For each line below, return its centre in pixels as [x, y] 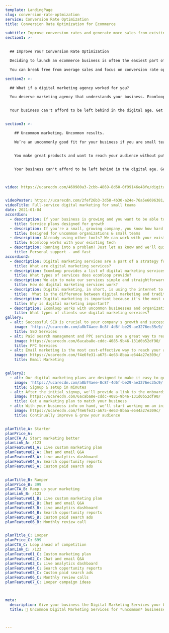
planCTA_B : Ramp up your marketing [43, 489]
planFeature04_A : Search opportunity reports [54, 461]
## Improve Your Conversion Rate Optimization [59, 51]
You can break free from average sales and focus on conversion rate [84, 69]
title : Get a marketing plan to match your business [71, 401]
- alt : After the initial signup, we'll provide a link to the [77, 392]
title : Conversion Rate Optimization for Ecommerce [60, 24]
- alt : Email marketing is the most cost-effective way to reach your [85, 350]
